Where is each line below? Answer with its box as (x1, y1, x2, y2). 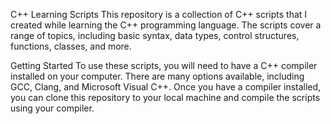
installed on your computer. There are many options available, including (10, 70, 305, 82)
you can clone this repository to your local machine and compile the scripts (10, 92, 321, 103)
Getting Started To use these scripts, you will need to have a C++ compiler (10, 60, 318, 71)
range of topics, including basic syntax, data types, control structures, (10, 30, 300, 41)
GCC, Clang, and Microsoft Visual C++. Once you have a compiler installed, (10, 81, 322, 93)
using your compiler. (10, 102, 95, 114)
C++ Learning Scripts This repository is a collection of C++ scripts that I (10, 9, 308, 20)
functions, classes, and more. (10, 40, 132, 52)
